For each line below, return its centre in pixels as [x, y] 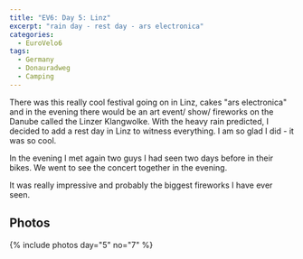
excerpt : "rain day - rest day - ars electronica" [107, 26]
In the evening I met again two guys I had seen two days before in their [142, 158]
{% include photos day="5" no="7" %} [81, 245]
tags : [19, 51]
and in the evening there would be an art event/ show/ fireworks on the [142, 111]
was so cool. [33, 140]
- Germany [36, 60]
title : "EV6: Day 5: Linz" [60, 18]
